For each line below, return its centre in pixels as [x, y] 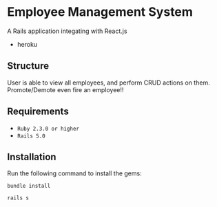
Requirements [38, 112]
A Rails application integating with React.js [67, 31]
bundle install [29, 186]
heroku [27, 44]
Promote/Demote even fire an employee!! [65, 89]
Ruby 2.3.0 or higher [48, 129]
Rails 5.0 [31, 136]
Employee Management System [100, 12]
